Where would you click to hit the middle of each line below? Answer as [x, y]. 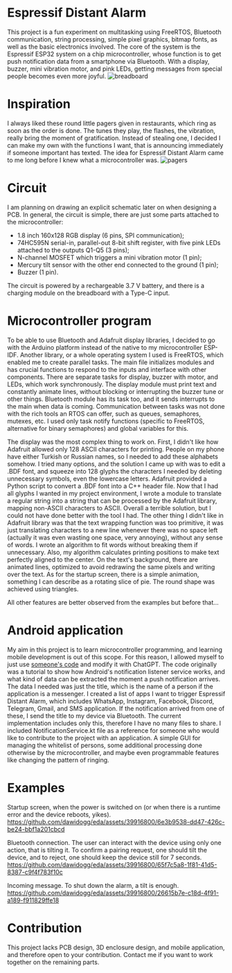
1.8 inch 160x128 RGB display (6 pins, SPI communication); [101, 235]
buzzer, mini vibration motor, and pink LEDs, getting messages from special [115, 69]
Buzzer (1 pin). [38, 272]
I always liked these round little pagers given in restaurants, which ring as [112, 123]
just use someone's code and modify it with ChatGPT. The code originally [112, 664]
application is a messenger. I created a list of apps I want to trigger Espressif [116, 693]
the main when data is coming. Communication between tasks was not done [116, 406]
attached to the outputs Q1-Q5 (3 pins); [73, 250]
